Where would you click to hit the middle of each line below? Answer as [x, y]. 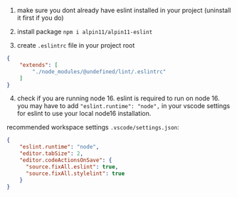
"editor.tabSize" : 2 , [51, 154]
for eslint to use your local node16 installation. [84, 114]
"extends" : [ [39, 65]
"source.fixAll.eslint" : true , [72, 166]
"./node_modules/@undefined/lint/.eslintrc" [99, 71]
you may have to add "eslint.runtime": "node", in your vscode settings [123, 106]
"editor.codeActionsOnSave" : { [66, 160]
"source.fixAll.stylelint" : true [75, 174]
